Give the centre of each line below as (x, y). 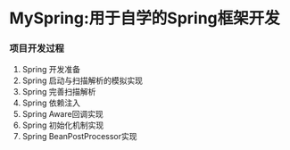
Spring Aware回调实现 (63, 114)
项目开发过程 (37, 48)
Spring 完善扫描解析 (59, 92)
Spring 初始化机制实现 (63, 125)
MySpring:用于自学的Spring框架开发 (145, 18)
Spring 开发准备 (51, 70)
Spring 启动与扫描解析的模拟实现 (82, 80)
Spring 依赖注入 (51, 103)
